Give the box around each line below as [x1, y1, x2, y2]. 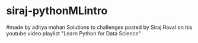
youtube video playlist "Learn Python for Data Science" [6, 29, 141, 37]
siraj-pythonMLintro [6, 4, 108, 18]
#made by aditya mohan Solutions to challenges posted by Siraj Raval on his [6, 24, 193, 31]
